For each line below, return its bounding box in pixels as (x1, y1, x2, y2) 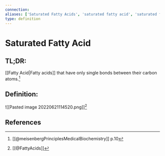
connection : (5, 7, 29, 12)
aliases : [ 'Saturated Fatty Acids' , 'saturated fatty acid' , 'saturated (5, 12, 157, 17)
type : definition (5, 16, 41, 21)
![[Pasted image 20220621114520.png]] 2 (5, 103, 87, 110)
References (5, 118, 41, 127)
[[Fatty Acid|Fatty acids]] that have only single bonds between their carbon (5, 70, 157, 76)
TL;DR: (5, 57, 27, 65)
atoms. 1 (5, 75, 21, 82)
